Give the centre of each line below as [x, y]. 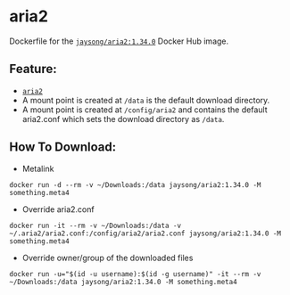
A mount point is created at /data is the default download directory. [146, 100]
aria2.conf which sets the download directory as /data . [123, 119]
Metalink [38, 168]
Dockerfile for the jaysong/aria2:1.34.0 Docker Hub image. [119, 41]
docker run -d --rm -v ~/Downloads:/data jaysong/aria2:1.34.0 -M [135, 184]
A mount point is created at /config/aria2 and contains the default [145, 110]
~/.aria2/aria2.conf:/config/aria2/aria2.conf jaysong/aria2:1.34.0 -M [145, 234]
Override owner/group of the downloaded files [108, 258]
